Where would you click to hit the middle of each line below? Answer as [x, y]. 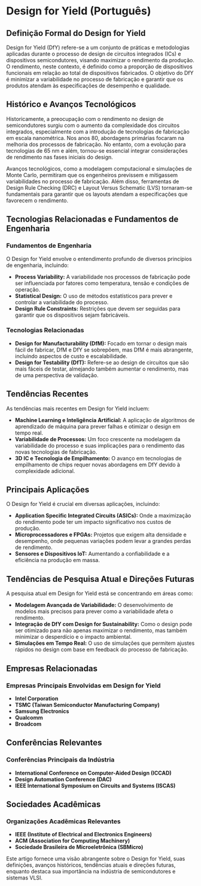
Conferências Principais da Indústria [60, 760]
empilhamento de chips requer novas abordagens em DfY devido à [98, 465]
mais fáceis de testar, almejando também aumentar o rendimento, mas [102, 369]
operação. [28, 289]
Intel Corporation [36, 698]
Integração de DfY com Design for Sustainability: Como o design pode [103, 624]
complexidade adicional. [45, 471]
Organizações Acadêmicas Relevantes [63, 821]
